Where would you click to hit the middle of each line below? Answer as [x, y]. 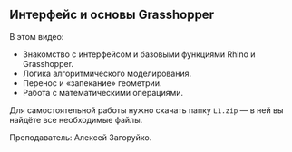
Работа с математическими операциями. [103, 92]
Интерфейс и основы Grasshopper [112, 15]
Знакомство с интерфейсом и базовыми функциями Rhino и [139, 54]
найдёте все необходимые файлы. [76, 119]
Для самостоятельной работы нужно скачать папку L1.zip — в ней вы [146, 110]
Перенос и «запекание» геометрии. [92, 83]
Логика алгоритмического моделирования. [107, 73]
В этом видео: [37, 36]
